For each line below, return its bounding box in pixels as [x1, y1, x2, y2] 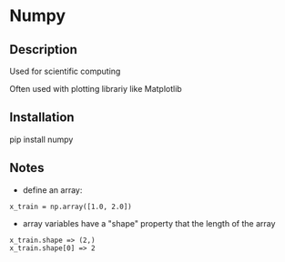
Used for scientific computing [9, 65, 121, 76]
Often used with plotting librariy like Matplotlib [9, 84, 182, 94]
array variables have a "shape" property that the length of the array [22, 217, 276, 228]
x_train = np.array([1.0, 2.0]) [9, 202, 132, 211]
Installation [9, 110, 75, 126]
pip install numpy [9, 134, 74, 145]
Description [9, 42, 77, 57]
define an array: [22, 184, 83, 196]
